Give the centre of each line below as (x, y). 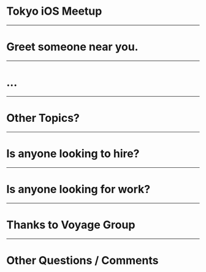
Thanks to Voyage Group (71, 225)
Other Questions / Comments (82, 260)
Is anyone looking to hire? (73, 153)
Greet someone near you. (72, 47)
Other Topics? (43, 118)
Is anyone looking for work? (78, 189)
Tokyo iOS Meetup (54, 11)
